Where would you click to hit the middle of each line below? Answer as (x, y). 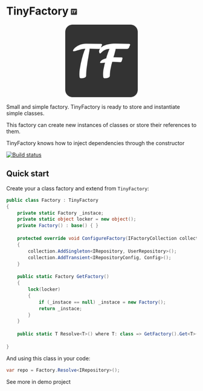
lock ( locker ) (44, 289)
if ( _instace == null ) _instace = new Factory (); (102, 302)
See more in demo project (39, 381)
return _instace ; (60, 309)
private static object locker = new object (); (77, 219)
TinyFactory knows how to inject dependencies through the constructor (95, 143)
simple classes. (25, 113)
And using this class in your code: (48, 358)
